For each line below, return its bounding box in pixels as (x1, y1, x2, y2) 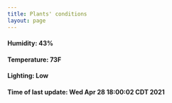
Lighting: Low (7, 72, 48, 80)
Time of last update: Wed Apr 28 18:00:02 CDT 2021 (7, 87, 165, 96)
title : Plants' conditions (7, 10, 87, 18)
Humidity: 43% (7, 39, 53, 48)
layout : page (7, 17, 46, 24)
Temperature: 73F (7, 55, 62, 64)
